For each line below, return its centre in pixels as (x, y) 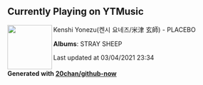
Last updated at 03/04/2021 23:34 (104, 57)
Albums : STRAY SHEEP (88, 44)
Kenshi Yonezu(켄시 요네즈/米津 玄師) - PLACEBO (124, 29)
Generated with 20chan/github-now (62, 74)
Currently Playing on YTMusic (76, 12)
